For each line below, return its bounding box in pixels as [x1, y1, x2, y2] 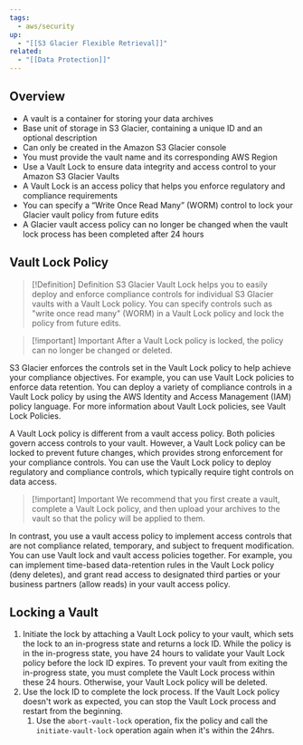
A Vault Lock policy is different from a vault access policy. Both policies [9, 428, 276, 439]
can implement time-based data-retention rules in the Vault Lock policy [9, 559, 275, 570]
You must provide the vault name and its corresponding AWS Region [22, 151, 278, 162]
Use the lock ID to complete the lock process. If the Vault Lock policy [22, 686, 280, 698]
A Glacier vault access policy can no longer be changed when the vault [22, 218, 289, 229]
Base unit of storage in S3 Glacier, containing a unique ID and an [22, 122, 263, 133]
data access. [9, 476, 57, 487]
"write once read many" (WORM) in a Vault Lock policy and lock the [31, 307, 285, 318]
